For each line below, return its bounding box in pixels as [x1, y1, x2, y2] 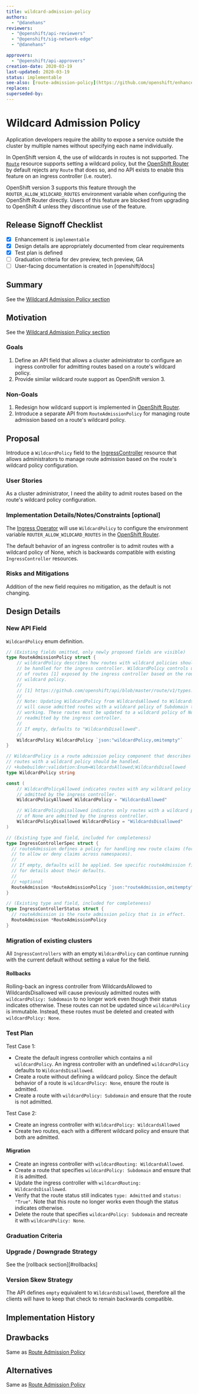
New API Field [6, 624, 47, 633]
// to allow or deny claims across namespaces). [11, 851, 133, 857]
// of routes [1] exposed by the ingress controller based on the [16, 671, 183, 677]
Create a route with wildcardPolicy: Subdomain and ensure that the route [14, 1092, 192, 1099]
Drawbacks [6, 1332, 49, 1343]
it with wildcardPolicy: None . [14, 1216, 85, 1224]
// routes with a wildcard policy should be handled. [6, 759, 141, 765]
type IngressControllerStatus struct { [6, 906, 104, 912]
